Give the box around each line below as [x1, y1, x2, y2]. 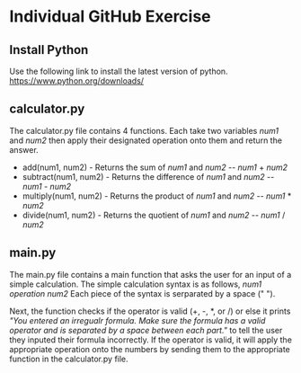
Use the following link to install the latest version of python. [9, 66, 228, 76]
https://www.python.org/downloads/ [9, 75, 145, 86]
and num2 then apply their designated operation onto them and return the [9, 135, 283, 146]
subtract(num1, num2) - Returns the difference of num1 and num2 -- [22, 171, 275, 182]
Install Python [9, 42, 89, 58]
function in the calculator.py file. [9, 353, 128, 364]
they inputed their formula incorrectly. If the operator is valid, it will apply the [9, 334, 292, 345]
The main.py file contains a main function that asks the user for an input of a [9, 269, 292, 280]
